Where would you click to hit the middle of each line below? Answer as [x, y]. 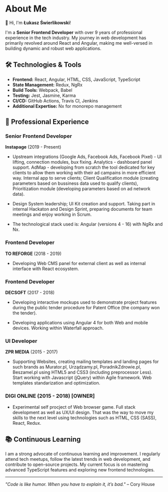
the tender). [24, 313]
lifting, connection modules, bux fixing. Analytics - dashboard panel [82, 162]
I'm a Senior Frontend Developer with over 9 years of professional [74, 32]
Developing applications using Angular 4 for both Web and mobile [80, 323]
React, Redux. [27, 423]
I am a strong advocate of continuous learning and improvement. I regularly [83, 454]
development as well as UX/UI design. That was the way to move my [83, 412]
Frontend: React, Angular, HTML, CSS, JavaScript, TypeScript [76, 79]
